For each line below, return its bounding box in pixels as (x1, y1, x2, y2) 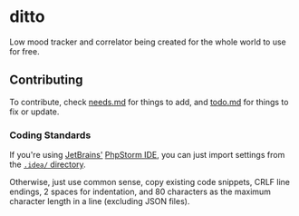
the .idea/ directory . (9, 159, 86, 170)
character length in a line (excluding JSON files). (9, 196, 190, 207)
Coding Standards (9, 129, 92, 142)
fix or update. (9, 106, 60, 117)
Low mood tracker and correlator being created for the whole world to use (9, 36, 287, 47)
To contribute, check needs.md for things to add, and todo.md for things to (9, 96, 289, 107)
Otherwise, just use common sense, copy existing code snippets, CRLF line (9, 177, 291, 188)
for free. (9, 45, 40, 56)
